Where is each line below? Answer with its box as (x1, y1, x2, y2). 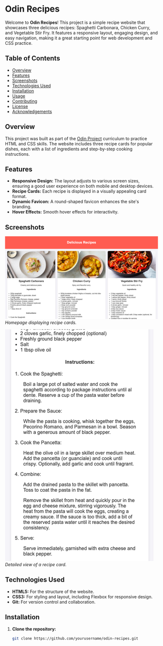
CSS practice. (5, 40, 33, 46)
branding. (12, 204, 32, 210)
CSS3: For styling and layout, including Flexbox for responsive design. (12, 593, 153, 599)
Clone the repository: (12, 626, 56, 632)
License (12, 103, 28, 109)
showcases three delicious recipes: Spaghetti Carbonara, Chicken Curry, (5, 24, 150, 30)
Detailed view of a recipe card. (5, 561, 67, 567)
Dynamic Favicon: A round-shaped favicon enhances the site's (12, 198, 139, 205)
